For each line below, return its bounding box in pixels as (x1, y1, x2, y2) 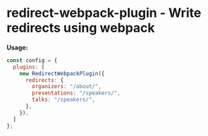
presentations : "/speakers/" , (32, 89, 121, 97)
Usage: (6, 43, 29, 51)
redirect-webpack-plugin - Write (6, 5, 202, 21)
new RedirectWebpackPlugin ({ (19, 70, 105, 77)
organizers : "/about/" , (32, 83, 102, 90)
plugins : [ (13, 63, 45, 70)
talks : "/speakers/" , (32, 97, 96, 104)
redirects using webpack (6, 20, 155, 36)
